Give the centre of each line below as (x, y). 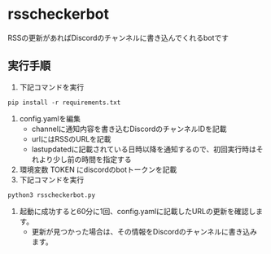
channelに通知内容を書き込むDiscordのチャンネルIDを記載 (129, 129)
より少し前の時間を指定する (85, 159)
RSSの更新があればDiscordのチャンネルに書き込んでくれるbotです (118, 37)
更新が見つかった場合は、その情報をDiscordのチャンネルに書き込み (144, 231)
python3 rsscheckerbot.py (51, 195)
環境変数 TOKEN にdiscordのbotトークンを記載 (98, 169)
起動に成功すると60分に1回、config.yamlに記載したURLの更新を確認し (138, 211)
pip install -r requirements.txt (64, 103)
